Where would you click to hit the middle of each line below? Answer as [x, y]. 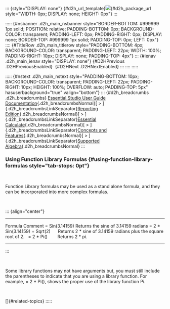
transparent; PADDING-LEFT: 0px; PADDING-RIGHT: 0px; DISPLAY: [93, 34]
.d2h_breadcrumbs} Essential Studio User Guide [56, 98]
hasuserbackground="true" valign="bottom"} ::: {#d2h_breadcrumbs [77, 93]
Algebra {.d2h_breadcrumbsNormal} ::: [45, 146]
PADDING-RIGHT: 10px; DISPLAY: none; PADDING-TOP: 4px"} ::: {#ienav [80, 56]
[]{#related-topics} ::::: [29, 301]
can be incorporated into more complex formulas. [57, 192]
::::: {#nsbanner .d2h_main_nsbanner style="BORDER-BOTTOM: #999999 [82, 24]
